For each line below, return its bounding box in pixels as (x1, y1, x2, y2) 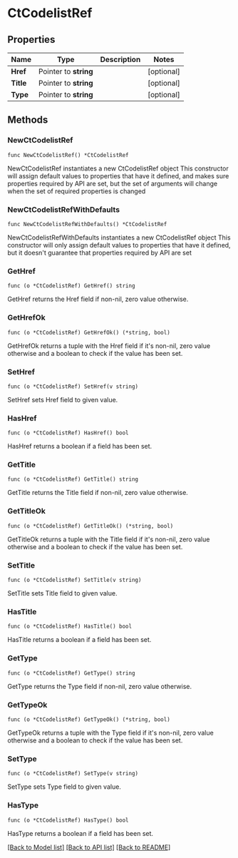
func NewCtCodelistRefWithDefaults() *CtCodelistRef (7, 220, 167, 228)
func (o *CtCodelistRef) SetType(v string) (7, 770, 139, 777)
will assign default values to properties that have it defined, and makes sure (7, 171, 229, 180)
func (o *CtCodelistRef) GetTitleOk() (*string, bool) (7, 522, 174, 529)
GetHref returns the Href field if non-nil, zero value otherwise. (7, 295, 189, 304)
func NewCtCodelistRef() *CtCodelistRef (7, 151, 130, 158)
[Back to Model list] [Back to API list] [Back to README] (7, 843, 171, 852)
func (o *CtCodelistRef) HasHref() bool (7, 429, 130, 436)
